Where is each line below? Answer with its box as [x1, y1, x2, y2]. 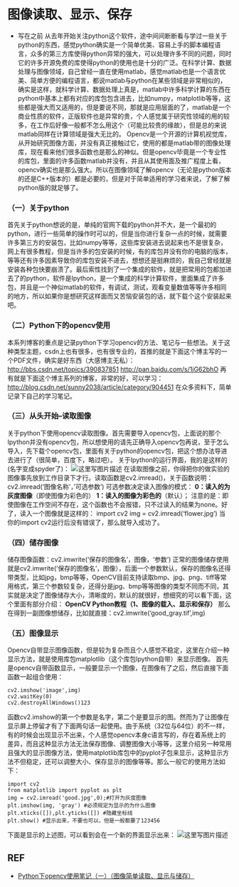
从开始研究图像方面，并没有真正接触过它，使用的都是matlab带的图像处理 [17, 139, 231, 147]
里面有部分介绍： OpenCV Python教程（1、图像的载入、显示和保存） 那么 [13, 600, 231, 608]
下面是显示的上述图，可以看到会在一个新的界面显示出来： [7, 831, 176, 839]
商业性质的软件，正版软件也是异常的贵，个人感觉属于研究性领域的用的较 [17, 111, 230, 120]
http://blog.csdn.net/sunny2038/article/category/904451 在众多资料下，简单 [7, 383, 232, 391]
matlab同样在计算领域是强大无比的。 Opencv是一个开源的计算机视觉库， [17, 129, 231, 138]
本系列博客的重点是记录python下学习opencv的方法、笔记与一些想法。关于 [7, 338, 224, 346]
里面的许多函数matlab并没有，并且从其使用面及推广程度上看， [42, 156, 225, 165]
